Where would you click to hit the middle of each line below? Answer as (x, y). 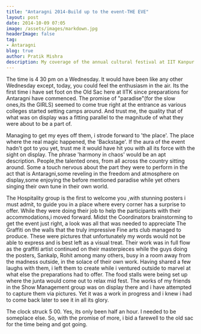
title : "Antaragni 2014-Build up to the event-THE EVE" (77, 12)
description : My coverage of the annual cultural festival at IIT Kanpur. (102, 62)
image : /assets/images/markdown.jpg (52, 28)
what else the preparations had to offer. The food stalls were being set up (97, 274)
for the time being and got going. (47, 324)
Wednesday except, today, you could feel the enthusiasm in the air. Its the (97, 85)
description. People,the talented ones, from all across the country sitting (95, 161)
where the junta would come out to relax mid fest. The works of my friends (98, 281)
